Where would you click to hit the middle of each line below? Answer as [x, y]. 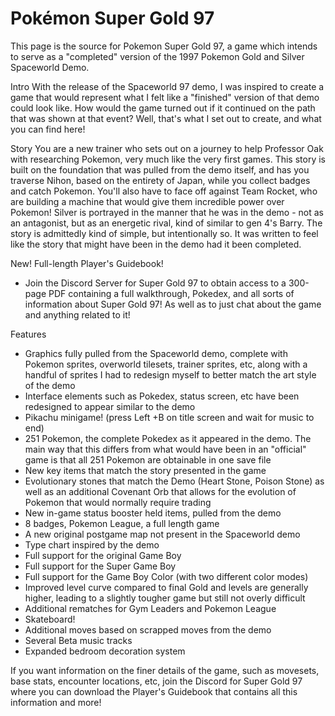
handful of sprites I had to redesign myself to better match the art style [170, 374]
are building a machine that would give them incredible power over [147, 201]
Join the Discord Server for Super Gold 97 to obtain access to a [155, 283]
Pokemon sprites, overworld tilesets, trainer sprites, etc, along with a [166, 364]
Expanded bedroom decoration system [105, 651]
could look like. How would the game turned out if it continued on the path [163, 108]
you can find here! [48, 129]
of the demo [50, 385]
